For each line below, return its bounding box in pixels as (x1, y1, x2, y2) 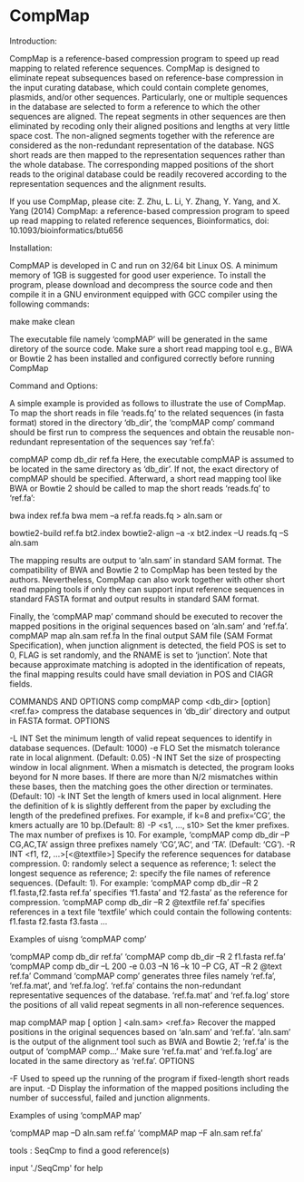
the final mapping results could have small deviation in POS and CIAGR (9, 669, 274, 679)
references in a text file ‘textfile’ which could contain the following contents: (9, 906, 292, 917)
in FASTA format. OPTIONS (9, 715, 111, 726)
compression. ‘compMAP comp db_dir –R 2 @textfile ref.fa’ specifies (9, 896, 266, 907)
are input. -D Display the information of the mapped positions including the (9, 1082, 289, 1093)
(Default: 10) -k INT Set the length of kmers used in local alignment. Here (9, 790, 282, 801)
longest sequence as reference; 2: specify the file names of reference (9, 867, 270, 878)
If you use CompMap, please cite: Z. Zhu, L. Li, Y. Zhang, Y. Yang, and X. (9, 196, 281, 207)
